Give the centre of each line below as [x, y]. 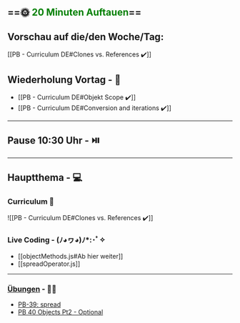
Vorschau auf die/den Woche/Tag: [86, 37]
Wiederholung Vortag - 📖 [64, 80]
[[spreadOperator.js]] [49, 264]
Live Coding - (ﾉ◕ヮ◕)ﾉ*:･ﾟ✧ [56, 240]
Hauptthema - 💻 [45, 178]
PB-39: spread [39, 304]
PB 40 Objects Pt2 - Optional [60, 312]
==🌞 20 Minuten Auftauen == [74, 13]
